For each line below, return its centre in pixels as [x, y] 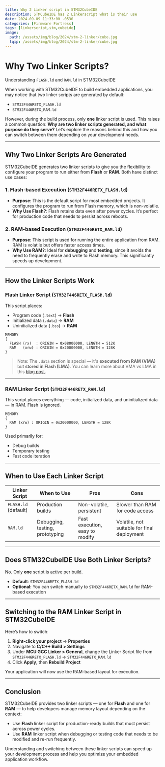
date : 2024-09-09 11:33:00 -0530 [39, 19]
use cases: [16, 177]
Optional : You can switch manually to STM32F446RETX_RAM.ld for [76, 587]
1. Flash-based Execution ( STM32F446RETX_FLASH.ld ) [67, 190]
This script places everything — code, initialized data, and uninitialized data [82, 400]
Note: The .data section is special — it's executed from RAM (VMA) [86, 361]
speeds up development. [37, 261]
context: [14, 714]
